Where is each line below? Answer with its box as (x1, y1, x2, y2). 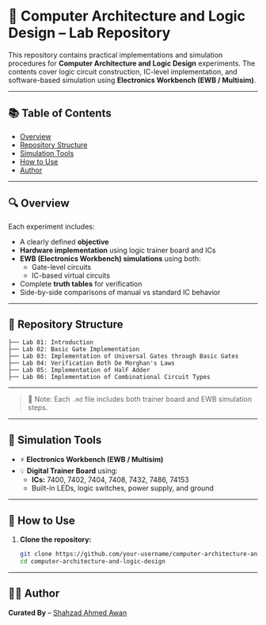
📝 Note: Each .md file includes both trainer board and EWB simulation (27, 395, 252, 404)
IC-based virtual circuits (31, 271, 111, 280)
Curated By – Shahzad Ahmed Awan (8, 608, 127, 617)
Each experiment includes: (8, 222, 95, 231)
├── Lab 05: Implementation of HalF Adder (8, 366, 150, 374)
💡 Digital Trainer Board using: (19, 466, 118, 475)
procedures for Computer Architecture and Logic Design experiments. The (8, 59, 256, 68)
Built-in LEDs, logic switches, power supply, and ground (31, 483, 214, 493)
